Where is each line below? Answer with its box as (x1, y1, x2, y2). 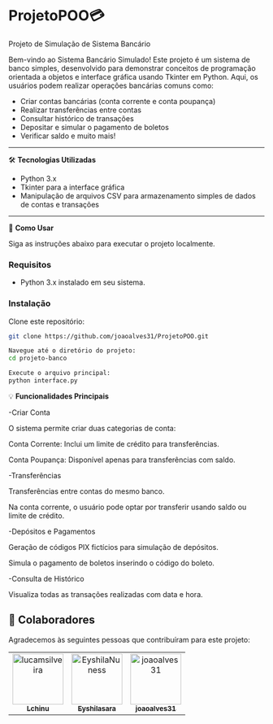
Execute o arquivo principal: (8, 369, 111, 377)
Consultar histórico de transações (19, 113, 134, 123)
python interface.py (8, 377, 79, 385)
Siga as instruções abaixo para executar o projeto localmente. (8, 238, 215, 248)
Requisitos (8, 259, 51, 270)
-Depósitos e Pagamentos (8, 526, 96, 536)
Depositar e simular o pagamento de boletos (19, 122, 169, 132)
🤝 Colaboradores (8, 613, 96, 627)
